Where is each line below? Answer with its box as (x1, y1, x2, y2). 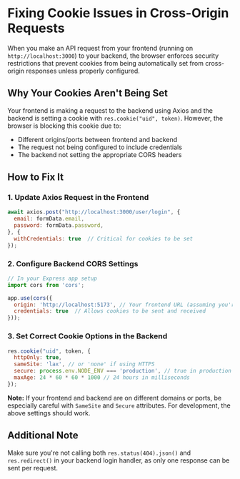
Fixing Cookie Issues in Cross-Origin (7, 5, 229, 21)
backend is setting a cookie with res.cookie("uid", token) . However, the (7, 114, 224, 122)
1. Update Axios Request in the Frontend (7, 193, 149, 203)
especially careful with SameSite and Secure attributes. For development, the (7, 401, 231, 410)
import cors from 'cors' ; (7, 281, 84, 288)
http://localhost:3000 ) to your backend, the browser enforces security (7, 51, 219, 60)
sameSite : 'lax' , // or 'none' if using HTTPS (14, 360, 155, 368)
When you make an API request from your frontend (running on (7, 44, 194, 52)
